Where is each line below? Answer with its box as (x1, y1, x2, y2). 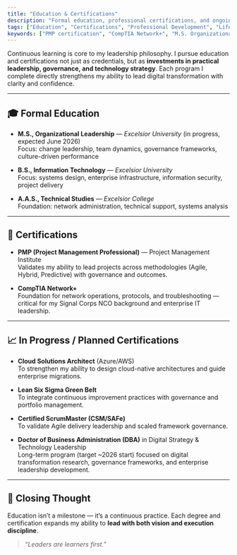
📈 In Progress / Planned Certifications (7, 335, 179, 347)
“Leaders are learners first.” (24, 539, 107, 548)
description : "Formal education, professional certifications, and (7, 17, 210, 24)
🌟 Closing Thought (7, 492, 91, 505)
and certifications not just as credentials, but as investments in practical (7, 57, 219, 66)
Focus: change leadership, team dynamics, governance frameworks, (17, 145, 217, 153)
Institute (17, 255, 42, 263)
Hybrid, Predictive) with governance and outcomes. (17, 270, 168, 279)
